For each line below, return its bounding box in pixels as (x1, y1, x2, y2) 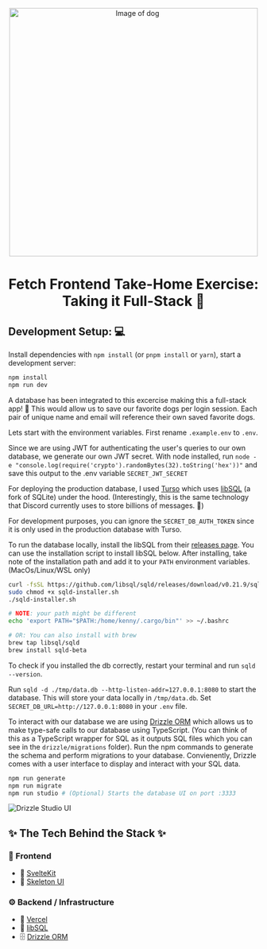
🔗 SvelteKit (19, 869, 56, 878)
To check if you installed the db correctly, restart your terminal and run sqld (8, 660, 256, 670)
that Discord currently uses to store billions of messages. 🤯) (8, 501, 204, 510)
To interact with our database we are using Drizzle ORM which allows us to (8, 716, 253, 726)
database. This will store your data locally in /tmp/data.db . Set (8, 692, 212, 703)
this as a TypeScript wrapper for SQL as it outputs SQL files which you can (8, 734, 253, 743)
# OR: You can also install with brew (8, 632, 137, 640)
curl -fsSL (8, 580, 44, 588)
